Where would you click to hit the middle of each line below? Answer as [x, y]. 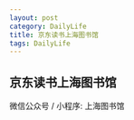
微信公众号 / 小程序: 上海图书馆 [67, 106]
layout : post [34, 18]
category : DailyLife [48, 26]
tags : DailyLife [40, 43]
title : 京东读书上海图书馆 [54, 35]
